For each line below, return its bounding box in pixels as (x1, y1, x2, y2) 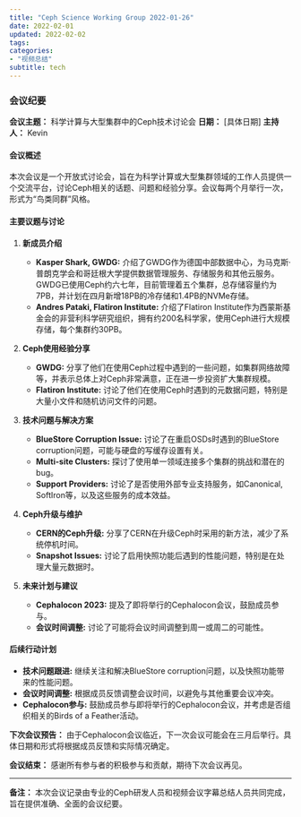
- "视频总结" (9, 55, 53, 64)
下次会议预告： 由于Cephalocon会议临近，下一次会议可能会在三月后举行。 (9, 729, 284, 740)
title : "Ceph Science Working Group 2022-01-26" (9, 13, 194, 22)
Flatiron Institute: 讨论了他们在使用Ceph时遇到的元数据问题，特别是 (35, 384, 288, 395)
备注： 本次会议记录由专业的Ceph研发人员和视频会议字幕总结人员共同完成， (9, 787, 291, 797)
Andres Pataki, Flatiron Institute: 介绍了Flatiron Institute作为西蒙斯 (35, 301, 284, 312)
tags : (9, 38, 30, 47)
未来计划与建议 (21, 580, 78, 591)
